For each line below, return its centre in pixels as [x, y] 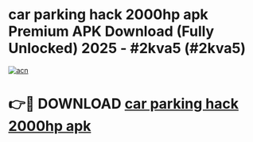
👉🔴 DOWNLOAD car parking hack [123, 104]
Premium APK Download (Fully [111, 31]
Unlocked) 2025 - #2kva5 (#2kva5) [127, 48]
